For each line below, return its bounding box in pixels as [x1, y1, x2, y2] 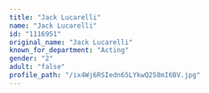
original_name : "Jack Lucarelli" [9, 37, 133, 47]
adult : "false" [9, 63, 66, 72]
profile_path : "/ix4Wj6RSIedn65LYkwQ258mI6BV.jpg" [9, 71, 201, 80]
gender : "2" [9, 54, 53, 63]
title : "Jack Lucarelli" [9, 12, 101, 22]
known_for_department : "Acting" [9, 46, 129, 55]
